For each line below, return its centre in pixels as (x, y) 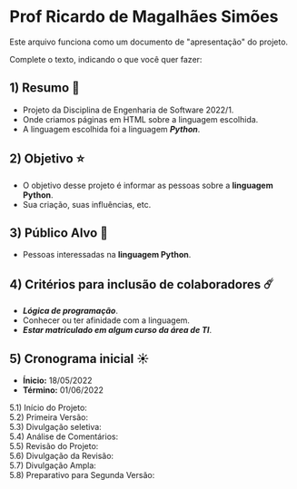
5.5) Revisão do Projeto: (54, 446)
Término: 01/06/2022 (63, 390)
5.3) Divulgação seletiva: (55, 427)
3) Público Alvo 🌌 (59, 233)
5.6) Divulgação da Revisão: (62, 456)
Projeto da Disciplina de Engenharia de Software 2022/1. (128, 110)
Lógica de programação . (70, 311)
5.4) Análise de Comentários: (64, 436)
